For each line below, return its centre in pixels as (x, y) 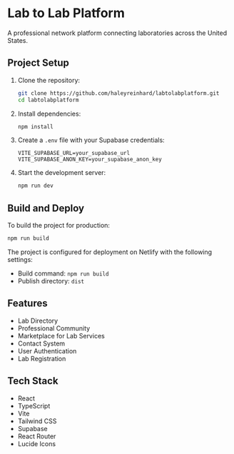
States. (18, 40)
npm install (35, 126)
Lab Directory (38, 321)
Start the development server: (62, 173)
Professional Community (54, 328)
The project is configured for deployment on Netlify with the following (110, 252)
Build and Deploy (46, 208)
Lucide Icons (36, 443)
